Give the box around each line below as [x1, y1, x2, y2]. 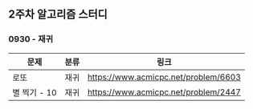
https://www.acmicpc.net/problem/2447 [87, 87, 241, 98]
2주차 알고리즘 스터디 [8, 7, 108, 22]
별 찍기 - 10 [12, 87, 58, 98]
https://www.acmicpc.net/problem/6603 [87, 71, 241, 83]
